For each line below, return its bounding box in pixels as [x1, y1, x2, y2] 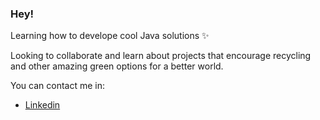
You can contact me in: [10, 80, 105, 92]
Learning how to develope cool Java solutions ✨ [10, 30, 210, 42]
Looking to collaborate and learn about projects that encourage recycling [10, 50, 312, 62]
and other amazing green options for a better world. [10, 60, 224, 72]
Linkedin [24, 99, 61, 111]
